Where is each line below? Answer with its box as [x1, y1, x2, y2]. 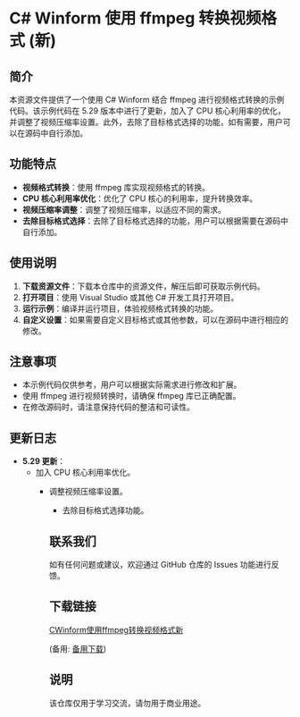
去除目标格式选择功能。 [62, 505, 149, 516]
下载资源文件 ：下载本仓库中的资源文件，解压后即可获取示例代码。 [21, 281, 265, 291]
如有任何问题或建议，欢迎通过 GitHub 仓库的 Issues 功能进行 [48, 560, 272, 570]
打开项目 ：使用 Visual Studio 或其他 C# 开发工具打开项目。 [21, 291, 239, 302]
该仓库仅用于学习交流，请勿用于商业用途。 [48, 697, 206, 708]
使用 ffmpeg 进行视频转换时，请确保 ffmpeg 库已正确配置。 [21, 391, 241, 401]
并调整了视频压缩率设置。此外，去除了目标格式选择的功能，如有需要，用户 [9, 117, 283, 127]
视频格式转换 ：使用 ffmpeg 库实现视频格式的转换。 [21, 181, 211, 192]
